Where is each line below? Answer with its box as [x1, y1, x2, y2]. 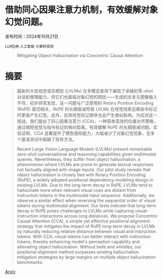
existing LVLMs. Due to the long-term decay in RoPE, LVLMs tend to [16, 182, 153, 188]
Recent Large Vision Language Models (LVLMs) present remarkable [16, 146, 152, 152]
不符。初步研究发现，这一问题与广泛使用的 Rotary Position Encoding [16, 100, 154, 106]
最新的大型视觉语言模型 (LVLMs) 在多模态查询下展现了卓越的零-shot [16, 88, 153, 93]
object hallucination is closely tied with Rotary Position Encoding [16, 171, 146, 177]
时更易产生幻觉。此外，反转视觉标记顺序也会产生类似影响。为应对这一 [16, 112, 158, 118]
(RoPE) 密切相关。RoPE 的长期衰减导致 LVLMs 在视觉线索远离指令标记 [16, 106, 158, 112]
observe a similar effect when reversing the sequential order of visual [16, 197, 156, 203]
